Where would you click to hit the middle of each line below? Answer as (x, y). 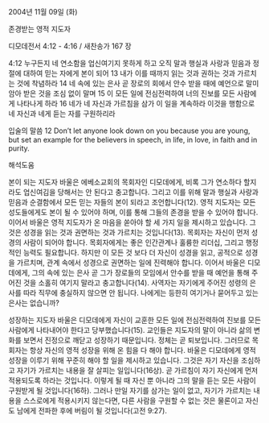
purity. (19, 148)
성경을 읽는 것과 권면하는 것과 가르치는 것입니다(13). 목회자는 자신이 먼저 (137, 232)
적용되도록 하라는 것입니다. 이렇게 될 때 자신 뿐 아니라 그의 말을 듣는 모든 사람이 (132, 380)
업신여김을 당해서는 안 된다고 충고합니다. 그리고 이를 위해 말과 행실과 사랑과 (141, 192)
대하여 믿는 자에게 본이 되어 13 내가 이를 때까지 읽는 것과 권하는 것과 (129, 73)
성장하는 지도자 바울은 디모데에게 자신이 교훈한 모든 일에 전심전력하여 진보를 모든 (135, 320)
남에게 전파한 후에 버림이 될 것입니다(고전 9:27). (92, 411)
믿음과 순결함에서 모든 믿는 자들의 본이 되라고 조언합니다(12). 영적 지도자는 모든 (132, 202)
